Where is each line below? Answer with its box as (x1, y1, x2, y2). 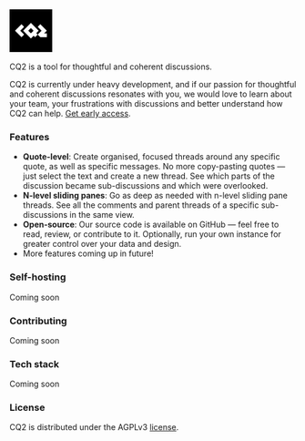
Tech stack (9, 357, 59, 370)
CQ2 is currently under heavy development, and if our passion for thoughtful (9, 79, 297, 89)
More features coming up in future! (22, 248, 155, 259)
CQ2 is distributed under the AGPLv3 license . (9, 422, 179, 433)
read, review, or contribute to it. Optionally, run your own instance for (22, 229, 282, 240)
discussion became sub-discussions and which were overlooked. (22, 180, 269, 191)
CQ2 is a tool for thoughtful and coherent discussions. (9, 61, 212, 72)
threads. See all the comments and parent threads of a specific (22, 200, 259, 210)
